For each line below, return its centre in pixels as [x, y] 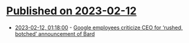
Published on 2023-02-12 [71, 11]
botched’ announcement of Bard [55, 33]
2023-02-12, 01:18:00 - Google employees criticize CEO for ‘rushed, [99, 27]
